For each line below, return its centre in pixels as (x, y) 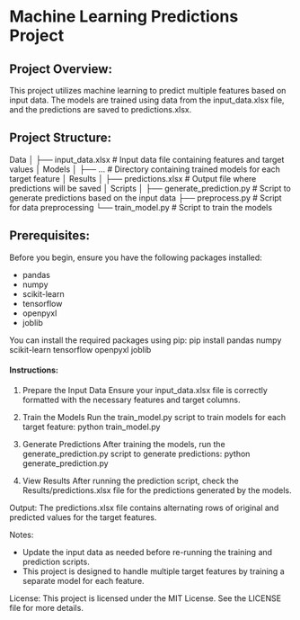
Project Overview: (61, 69)
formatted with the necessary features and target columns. (131, 400)
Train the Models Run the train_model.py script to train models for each (154, 417)
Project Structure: (61, 138)
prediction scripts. (56, 562)
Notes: (22, 535)
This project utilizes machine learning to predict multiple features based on (148, 90)
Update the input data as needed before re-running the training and (147, 552)
